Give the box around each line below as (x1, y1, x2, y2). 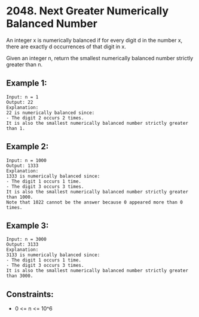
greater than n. (6, 61, 43, 68)
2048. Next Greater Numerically (6, 4, 169, 18)
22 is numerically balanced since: (6, 109, 95, 116)
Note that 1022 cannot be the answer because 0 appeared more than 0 (6, 199, 183, 205)
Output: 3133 (6, 242, 39, 248)
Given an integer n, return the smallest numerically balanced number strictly (6, 54, 194, 61)
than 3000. (6, 273, 33, 279)
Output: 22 (6, 99, 33, 105)
